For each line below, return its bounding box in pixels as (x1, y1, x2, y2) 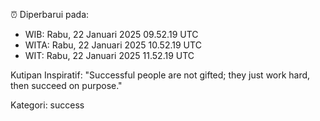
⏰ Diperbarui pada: (10, 9, 90, 20)
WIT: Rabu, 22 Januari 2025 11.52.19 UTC (24, 50, 195, 61)
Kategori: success (10, 99, 85, 111)
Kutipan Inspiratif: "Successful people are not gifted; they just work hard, (10, 69, 311, 81)
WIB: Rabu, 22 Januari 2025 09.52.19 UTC (24, 29, 199, 40)
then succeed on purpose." (10, 80, 123, 91)
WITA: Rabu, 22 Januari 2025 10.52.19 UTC (24, 39, 202, 51)
